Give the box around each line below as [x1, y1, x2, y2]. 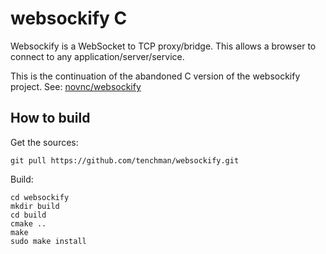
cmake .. [10, 218, 47, 229]
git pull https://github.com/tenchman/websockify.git [10, 155, 240, 166]
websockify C [10, 7, 128, 30]
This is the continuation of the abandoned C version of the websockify [10, 70, 301, 82]
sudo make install [10, 236, 87, 246]
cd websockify [10, 192, 70, 202]
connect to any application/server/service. [10, 50, 185, 62]
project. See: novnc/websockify [10, 80, 142, 92]
